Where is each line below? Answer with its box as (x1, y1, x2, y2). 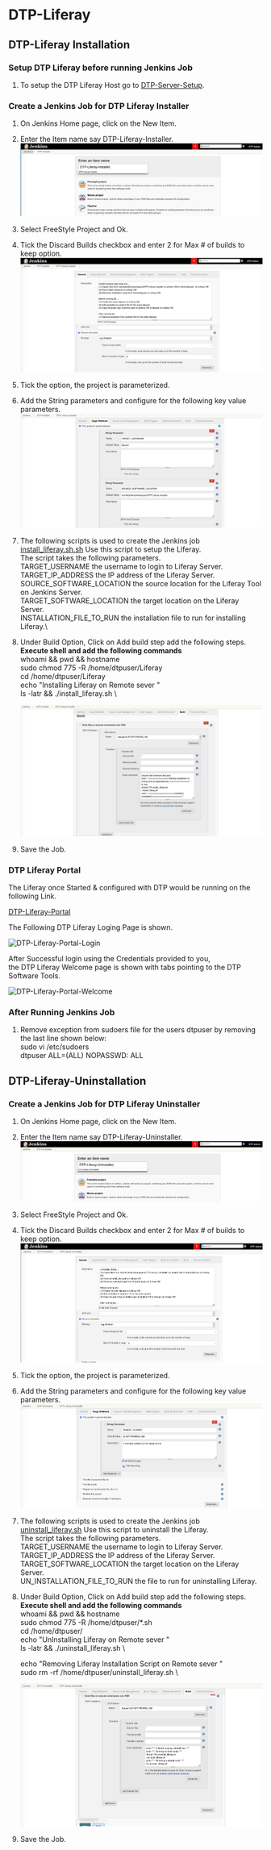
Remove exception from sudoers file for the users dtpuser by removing (19, 1025, 256, 1035)
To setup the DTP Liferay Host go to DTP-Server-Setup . (19, 80, 205, 90)
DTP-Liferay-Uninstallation (8, 1074, 147, 1088)
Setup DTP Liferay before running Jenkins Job (8, 62, 194, 73)
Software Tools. (8, 971, 60, 981)
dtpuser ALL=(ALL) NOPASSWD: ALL (19, 1051, 144, 1060)
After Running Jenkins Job (8, 1006, 115, 1018)
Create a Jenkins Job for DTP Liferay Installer (8, 100, 190, 111)
